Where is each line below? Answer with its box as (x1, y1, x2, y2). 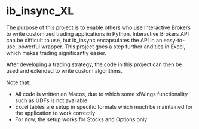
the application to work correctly (14, 109, 96, 116)
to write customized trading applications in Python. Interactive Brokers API (6, 30, 189, 37)
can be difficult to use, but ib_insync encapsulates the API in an (6, 36, 163, 44)
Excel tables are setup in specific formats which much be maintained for (14, 103, 193, 110)
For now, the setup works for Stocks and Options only (14, 115, 148, 123)
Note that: (6, 79, 31, 86)
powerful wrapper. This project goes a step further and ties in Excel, (17, 43, 186, 50)
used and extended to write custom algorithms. (6, 67, 123, 74)
